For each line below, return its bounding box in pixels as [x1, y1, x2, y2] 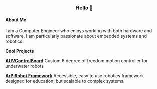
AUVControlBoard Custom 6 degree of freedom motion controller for [5, 58, 148, 64]
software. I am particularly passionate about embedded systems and [5, 33, 147, 39]
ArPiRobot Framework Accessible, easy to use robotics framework [5, 73, 144, 79]
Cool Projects [5, 48, 34, 54]
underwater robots [5, 63, 44, 69]
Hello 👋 [75, 4, 93, 11]
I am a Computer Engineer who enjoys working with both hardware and [5, 28, 152, 34]
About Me [5, 17, 27, 23]
